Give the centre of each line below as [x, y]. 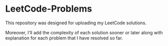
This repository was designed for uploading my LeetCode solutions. [76, 23]
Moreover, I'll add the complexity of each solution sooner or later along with [84, 32]
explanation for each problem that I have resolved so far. [64, 38]
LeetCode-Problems [49, 9]
